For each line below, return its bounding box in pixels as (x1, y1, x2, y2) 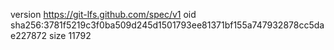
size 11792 (49, 30, 92, 41)
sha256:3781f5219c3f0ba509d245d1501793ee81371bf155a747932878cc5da (10, 19, 325, 31)
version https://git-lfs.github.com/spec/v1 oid (10, 9, 197, 20)
